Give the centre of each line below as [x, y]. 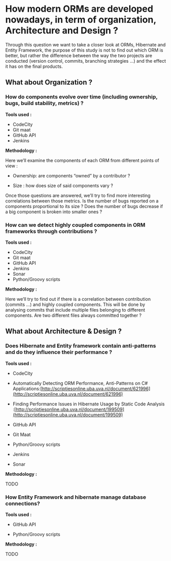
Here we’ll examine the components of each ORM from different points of [82, 160]
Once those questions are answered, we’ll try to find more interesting [78, 195]
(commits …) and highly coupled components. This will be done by [75, 304]
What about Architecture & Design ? [64, 331]
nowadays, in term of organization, [81, 20]
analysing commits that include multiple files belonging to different [75, 310]
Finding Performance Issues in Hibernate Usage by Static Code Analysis [89, 404]
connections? [23, 503]
